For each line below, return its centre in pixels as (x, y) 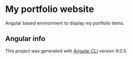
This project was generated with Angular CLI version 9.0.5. (66, 50)
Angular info (25, 39)
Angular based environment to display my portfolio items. (65, 23)
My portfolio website (50, 9)
